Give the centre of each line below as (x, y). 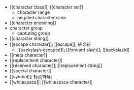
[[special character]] (31, 71)
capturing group (33, 33)
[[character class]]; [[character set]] (46, 7)
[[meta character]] (29, 55)
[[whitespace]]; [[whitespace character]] (51, 82)
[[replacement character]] (36, 60)
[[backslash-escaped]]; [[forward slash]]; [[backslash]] (73, 50)
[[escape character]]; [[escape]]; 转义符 (50, 44)
